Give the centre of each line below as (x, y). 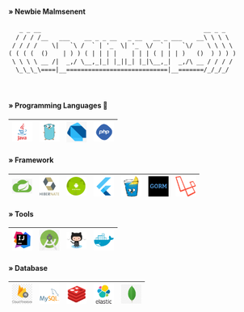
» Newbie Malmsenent (47, 11)
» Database (28, 268)
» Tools (21, 213)
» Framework (31, 160)
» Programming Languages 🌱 (58, 106)
